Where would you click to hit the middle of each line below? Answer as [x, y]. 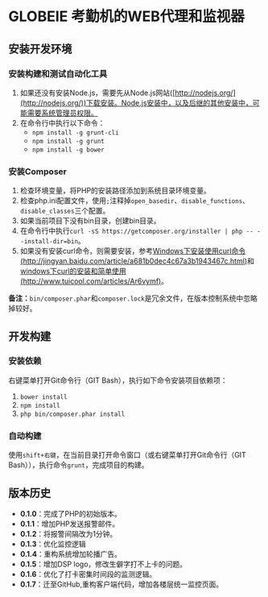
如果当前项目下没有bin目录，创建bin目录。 [90, 221]
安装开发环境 [40, 49]
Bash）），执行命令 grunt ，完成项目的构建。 [78, 465]
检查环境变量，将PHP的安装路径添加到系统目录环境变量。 [115, 191]
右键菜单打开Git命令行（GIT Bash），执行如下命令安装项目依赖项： [118, 380]
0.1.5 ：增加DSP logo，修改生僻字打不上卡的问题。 [103, 564]
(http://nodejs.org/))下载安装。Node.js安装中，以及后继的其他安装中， [136, 102]
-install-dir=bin [49, 242]
